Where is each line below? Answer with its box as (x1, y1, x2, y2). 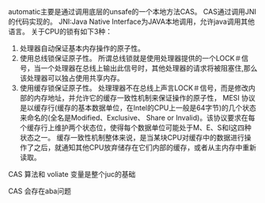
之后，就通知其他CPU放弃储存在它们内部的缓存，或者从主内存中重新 (33, 143, 257, 152)
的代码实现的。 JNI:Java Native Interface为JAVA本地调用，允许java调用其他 (8, 17, 256, 26)
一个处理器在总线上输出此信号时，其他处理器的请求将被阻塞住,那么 (40, 63, 258, 73)
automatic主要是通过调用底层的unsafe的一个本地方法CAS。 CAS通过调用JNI (8, 7, 257, 16)
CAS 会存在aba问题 (8, 186, 71, 196)
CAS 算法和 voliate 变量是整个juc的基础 (8, 170, 136, 178)
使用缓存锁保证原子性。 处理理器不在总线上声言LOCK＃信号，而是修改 (19, 83, 249, 93)
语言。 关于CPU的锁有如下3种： (8, 27, 113, 36)
